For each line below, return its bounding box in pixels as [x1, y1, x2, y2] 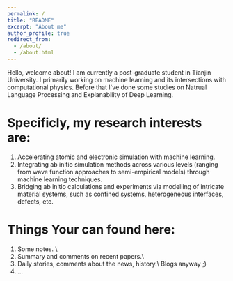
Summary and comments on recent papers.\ [17, 252, 145, 260]
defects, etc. [17, 197, 54, 206]
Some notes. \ [17, 245, 58, 253]
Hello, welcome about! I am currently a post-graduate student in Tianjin [7, 68, 211, 77]
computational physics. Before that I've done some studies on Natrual [7, 83, 207, 91]
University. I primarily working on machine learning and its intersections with [7, 75, 227, 84]
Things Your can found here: [7, 222, 175, 237]
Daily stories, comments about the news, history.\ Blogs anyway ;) [17, 259, 207, 268]
